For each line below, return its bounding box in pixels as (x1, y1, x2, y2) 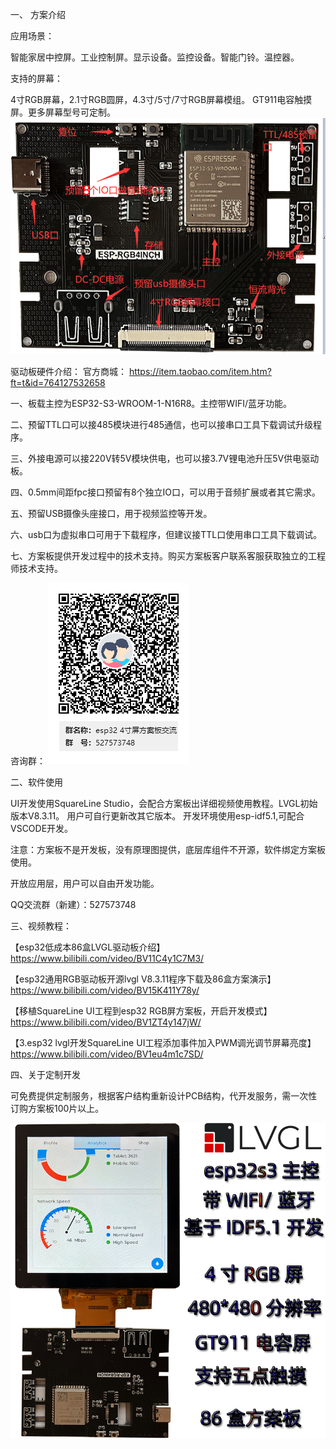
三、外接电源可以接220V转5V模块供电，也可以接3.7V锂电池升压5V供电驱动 (10, 452, 320, 464)
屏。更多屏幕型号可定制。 (10, 106, 116, 118)
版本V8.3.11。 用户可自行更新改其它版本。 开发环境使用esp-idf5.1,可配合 (10, 809, 305, 822)
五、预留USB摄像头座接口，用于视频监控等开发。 (10, 507, 213, 519)
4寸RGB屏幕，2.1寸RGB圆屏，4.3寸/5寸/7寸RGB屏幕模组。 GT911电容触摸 (10, 94, 313, 105)
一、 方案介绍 (10, 9, 66, 20)
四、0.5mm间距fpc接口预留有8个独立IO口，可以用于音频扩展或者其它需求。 (10, 486, 322, 498)
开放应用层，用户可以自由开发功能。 (10, 877, 160, 889)
